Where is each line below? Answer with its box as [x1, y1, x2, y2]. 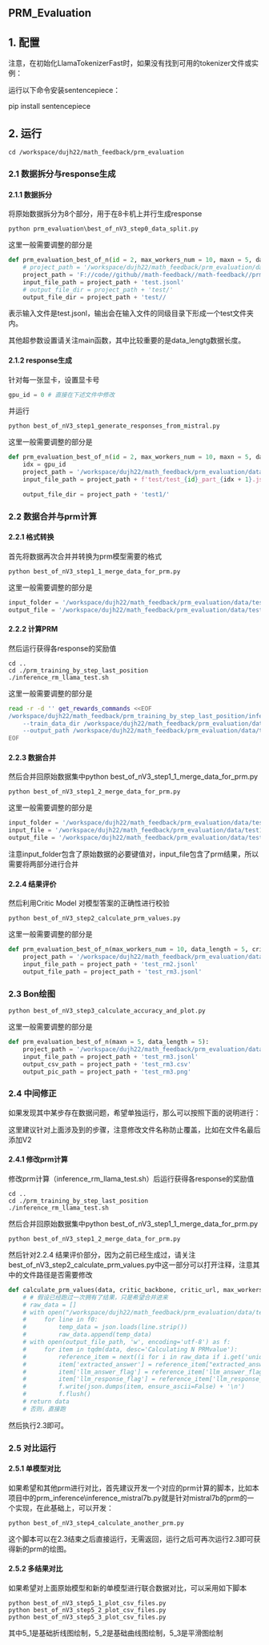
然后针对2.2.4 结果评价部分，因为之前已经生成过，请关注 [8, 1250, 196, 1259]
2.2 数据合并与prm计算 [8, 511, 98, 522]
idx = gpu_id [22, 460, 66, 469]
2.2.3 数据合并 [8, 752, 57, 762]
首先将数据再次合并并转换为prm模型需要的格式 [8, 552, 163, 561]
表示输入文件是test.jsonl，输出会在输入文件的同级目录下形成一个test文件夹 [8, 308, 255, 319]
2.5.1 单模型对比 [8, 1464, 62, 1474]
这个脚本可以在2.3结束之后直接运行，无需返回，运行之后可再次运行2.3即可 [8, 1534, 254, 1543]
